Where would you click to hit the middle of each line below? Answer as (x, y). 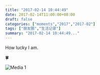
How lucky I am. (22, 48)
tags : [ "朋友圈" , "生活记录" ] (33, 29)
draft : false (19, 19)
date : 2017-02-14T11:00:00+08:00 (40, 15)
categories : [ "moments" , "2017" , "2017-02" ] (50, 24)
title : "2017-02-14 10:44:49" (37, 10)
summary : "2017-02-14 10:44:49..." (42, 33)
